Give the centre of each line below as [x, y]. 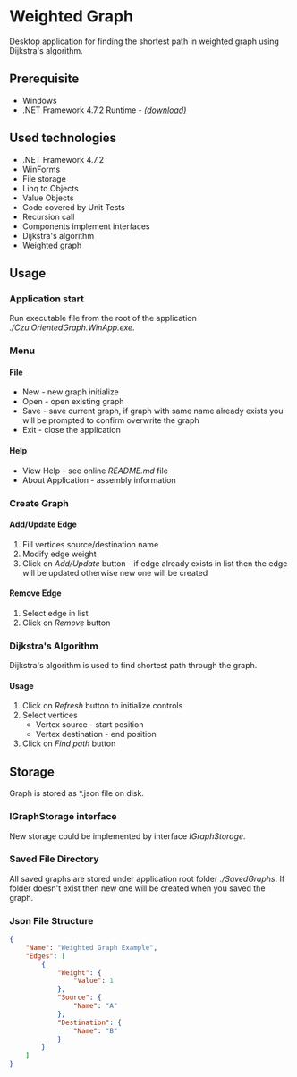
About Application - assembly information [99, 479]
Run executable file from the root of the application [103, 318]
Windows [39, 100]
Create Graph [39, 503]
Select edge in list [55, 613]
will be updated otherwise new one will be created [115, 572]
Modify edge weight [59, 554]
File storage [44, 178]
